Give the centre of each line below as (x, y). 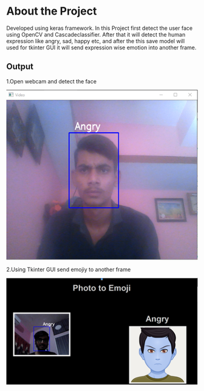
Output (20, 67)
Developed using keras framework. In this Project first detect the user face (100, 28)
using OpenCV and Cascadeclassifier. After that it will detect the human (96, 34)
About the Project (52, 11)
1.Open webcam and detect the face (52, 81)
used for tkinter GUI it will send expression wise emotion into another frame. (101, 48)
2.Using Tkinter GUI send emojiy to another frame (69, 269)
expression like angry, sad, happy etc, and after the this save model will (96, 41)
